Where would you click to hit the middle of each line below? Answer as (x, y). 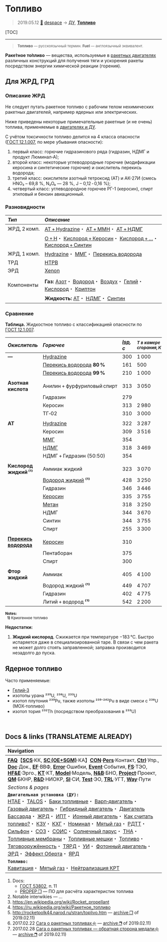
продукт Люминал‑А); (36, 157)
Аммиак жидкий (63, 469)
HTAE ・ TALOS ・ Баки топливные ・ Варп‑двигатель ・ (73, 801)
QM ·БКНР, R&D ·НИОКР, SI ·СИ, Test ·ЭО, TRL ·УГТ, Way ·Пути (79, 779)
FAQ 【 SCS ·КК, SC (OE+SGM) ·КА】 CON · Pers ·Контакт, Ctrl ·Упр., (83, 760)
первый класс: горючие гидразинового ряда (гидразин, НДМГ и (81, 151)
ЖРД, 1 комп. (24, 253)
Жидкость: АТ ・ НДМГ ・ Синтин (85, 298)
